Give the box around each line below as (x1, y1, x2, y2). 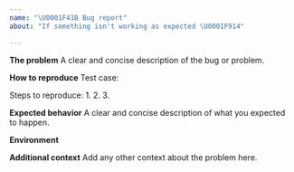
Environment (9, 134, 59, 145)
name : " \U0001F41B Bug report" (9, 13, 128, 23)
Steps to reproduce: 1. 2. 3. (9, 90, 110, 100)
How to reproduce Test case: (9, 72, 119, 82)
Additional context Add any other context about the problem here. (9, 151, 258, 163)
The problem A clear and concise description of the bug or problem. (9, 54, 265, 65)
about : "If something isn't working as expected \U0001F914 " (9, 22, 245, 31)
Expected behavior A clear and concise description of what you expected (9, 107, 286, 118)
